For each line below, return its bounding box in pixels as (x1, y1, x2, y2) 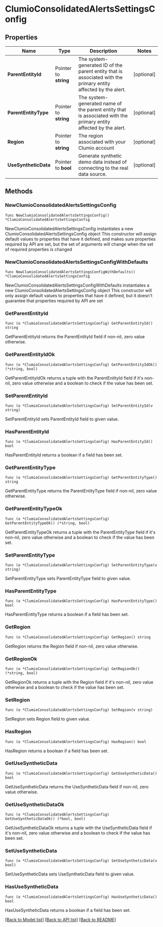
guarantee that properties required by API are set (5, 298, 103, 304)
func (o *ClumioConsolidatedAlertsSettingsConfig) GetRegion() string (5, 635, 151, 639)
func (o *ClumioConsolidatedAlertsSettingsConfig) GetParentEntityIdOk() (5, 362, 158, 367)
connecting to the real (78, 164, 129, 171)
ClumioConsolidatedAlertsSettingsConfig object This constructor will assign (5, 231, 157, 236)
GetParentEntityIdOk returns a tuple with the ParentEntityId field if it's (5, 375, 144, 381)
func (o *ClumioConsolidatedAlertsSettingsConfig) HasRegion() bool (5, 739, 147, 744)
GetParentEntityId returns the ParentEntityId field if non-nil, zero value (5, 334, 145, 340)
